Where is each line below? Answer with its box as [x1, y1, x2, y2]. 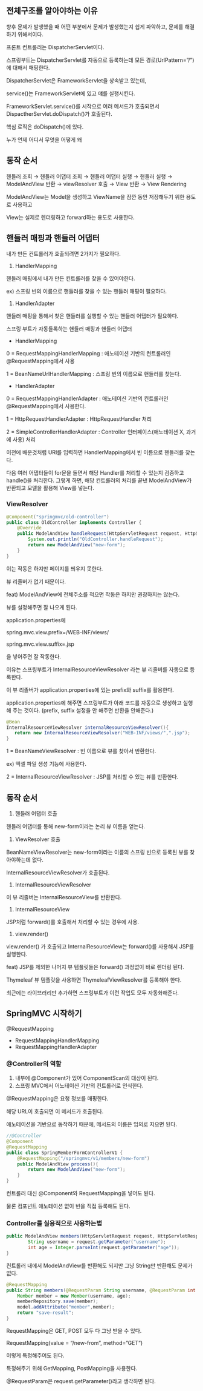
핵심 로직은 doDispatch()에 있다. [6, 123, 84, 130]
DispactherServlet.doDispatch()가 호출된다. [6, 110, 113, 117]
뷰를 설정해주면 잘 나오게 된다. [6, 603, 77, 611]
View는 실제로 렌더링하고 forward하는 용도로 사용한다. [6, 213, 135, 221]
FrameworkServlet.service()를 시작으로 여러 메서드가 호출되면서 [6, 102, 160, 110]
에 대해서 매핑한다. [6, 64, 50, 71]
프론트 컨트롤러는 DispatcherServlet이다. [6, 43, 105, 50]
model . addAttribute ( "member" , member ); [17, 1304, 115, 1310]
